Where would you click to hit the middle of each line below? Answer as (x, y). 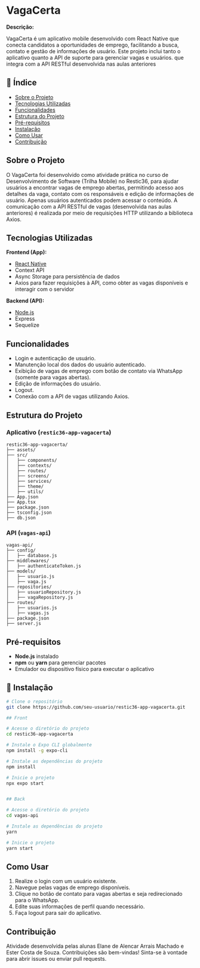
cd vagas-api (22, 816)
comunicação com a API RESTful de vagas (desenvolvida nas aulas (89, 206)
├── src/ (17, 455)
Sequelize (27, 325)
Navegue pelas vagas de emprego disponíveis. (72, 887)
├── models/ (21, 571)
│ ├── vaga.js (26, 582)
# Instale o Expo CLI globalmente (49, 745)
